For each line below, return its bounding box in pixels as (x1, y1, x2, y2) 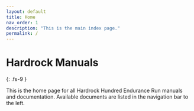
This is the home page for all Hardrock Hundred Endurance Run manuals (6, 87, 183, 94)
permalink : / (6, 31, 38, 37)
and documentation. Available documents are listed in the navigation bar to (6, 93, 189, 100)
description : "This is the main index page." (6, 25, 120, 31)
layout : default (6, 8, 46, 15)
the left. (6, 100, 25, 107)
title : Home (6, 14, 35, 20)
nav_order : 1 (6, 19, 38, 25)
